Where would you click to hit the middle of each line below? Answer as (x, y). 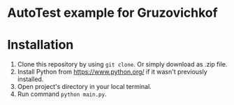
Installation (41, 45)
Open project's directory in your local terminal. (84, 87)
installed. (30, 79)
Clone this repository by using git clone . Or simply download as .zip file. (122, 64)
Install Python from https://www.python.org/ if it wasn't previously (112, 72)
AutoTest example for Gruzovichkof (112, 13)
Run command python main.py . (62, 94)
